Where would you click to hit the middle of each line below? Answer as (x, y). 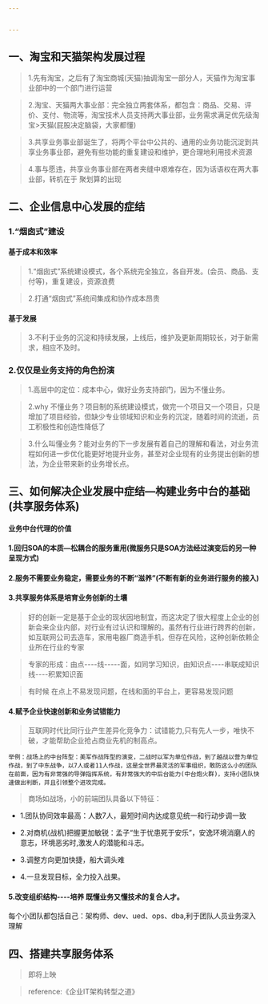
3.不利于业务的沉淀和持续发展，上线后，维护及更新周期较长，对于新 (140, 338)
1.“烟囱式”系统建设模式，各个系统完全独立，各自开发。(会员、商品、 (140, 271)
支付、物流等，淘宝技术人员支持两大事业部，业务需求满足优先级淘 (151, 115)
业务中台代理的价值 (40, 528)
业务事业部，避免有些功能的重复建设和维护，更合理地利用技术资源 (144, 152)
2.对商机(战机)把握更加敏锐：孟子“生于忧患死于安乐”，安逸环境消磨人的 (137, 833)
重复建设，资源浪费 (83, 281)
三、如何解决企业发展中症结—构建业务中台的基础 (129, 491)
